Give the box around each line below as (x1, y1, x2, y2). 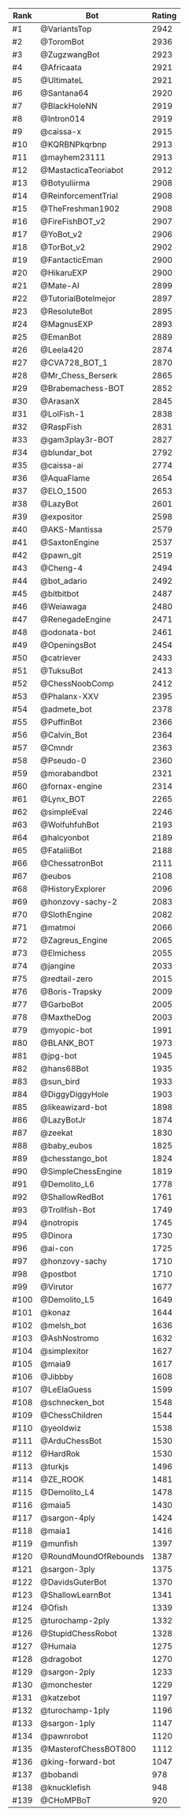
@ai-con (40, 1243, 74, 1254)
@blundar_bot (40, 447, 93, 457)
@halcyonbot (40, 833, 90, 843)
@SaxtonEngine (40, 537, 100, 547)
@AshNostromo (40, 1333, 99, 1344)
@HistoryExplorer (40, 884, 106, 894)
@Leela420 (40, 344, 84, 355)
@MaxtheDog (40, 1012, 92, 1022)
